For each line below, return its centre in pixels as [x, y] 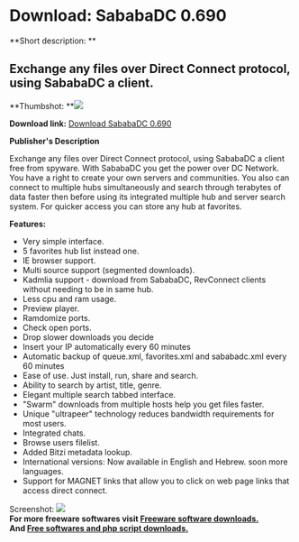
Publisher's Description [54, 141]
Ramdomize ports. [56, 317]
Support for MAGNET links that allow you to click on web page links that [156, 481]
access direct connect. [65, 490]
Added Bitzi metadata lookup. [77, 452]
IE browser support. [59, 260]
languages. [43, 471]
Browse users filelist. [61, 442]
